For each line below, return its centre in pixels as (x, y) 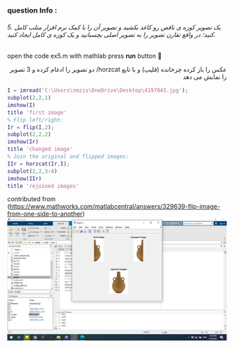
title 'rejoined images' (43, 186)
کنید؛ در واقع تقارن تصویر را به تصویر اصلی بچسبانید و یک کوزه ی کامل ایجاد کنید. (111, 34)
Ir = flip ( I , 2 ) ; (31, 127)
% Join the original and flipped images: (68, 157)
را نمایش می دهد (205, 77)
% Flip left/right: (36, 120)
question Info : (32, 10)
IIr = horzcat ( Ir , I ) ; (39, 164)
